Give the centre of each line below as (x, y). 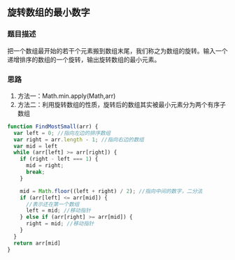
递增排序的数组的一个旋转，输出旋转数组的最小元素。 (84, 59)
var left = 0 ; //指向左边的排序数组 (62, 133)
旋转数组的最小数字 (49, 13)
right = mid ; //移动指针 (60, 224)
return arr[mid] (37, 243)
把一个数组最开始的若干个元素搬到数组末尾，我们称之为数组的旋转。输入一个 (117, 50)
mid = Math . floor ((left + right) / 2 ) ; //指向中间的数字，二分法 (111, 191)
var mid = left (36, 146)
